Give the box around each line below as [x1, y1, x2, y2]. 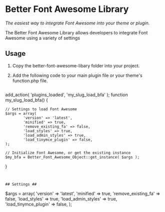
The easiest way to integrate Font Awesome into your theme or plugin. [5, 20, 150, 26]
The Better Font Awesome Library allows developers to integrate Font [5, 29, 148, 35]
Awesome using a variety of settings [5, 35, 80, 41]
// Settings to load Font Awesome [5, 106, 77, 112]
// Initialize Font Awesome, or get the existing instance [5, 150, 131, 155]
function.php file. [12, 77, 48, 83]
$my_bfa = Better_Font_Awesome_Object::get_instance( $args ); [5, 155, 140, 160]
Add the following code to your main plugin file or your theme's [12, 72, 142, 78]
